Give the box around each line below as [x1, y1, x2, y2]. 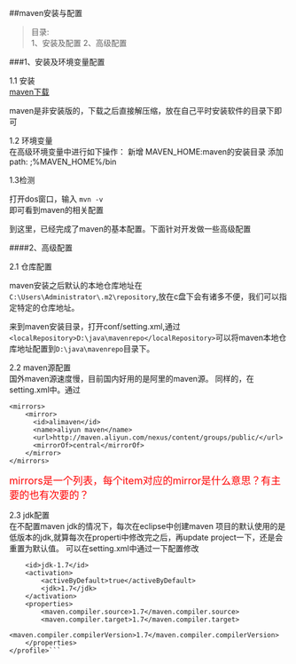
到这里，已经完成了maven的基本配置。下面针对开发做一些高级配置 [9, 224, 251, 233]
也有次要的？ [28, 489, 90, 502]
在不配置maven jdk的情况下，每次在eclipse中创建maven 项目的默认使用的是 [9, 521, 286, 531]
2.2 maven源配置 [9, 362, 71, 373]
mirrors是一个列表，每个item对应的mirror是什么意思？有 [9, 474, 272, 486]
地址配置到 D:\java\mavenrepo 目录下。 [16, 344, 155, 353]
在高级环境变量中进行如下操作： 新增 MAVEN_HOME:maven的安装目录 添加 [9, 146, 284, 157]
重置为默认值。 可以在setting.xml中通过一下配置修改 [9, 543, 199, 553]
